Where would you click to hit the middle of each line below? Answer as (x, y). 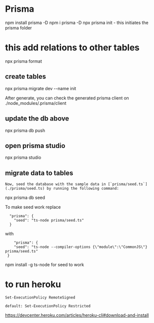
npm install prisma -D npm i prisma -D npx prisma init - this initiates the (77, 23)
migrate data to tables (39, 173)
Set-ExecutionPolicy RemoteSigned (40, 298)
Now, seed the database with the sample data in (55, 184)
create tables (26, 77)
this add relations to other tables (72, 48)
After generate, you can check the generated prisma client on (67, 98)
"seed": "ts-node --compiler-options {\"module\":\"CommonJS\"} (81, 247)
